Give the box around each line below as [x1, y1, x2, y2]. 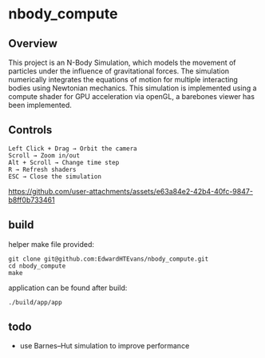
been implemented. [8, 101, 72, 109]
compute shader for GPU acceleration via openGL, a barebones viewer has [8, 92, 255, 101]
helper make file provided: [8, 239, 94, 249]
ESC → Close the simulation [8, 173, 102, 181]
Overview [8, 37, 58, 50]
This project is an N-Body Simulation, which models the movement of [8, 58, 236, 67]
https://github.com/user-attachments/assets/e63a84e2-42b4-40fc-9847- [8, 186, 254, 196]
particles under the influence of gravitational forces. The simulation [8, 66, 230, 76]
